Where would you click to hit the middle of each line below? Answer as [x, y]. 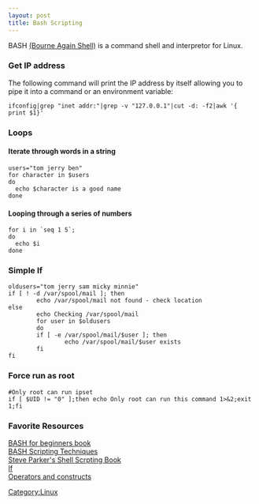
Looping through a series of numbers [70, 213]
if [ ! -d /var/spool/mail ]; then [67, 294]
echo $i [28, 244]
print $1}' [26, 113]
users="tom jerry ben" [45, 168]
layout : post [30, 15]
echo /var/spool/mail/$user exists [122, 342]
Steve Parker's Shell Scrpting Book [65, 460]
